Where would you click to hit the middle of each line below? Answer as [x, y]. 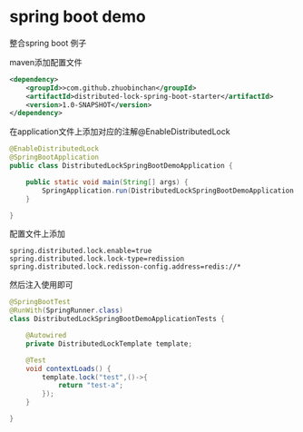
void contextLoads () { [68, 368]
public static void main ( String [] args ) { [107, 182]
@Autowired [46, 336]
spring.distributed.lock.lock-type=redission [97, 259]
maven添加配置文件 [46, 62]
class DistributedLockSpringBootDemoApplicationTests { [117, 319]
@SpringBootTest [40, 302]
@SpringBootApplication [54, 157]
